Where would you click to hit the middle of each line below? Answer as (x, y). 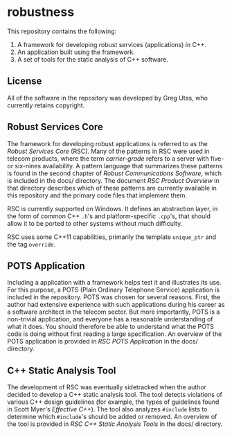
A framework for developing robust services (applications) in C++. (112, 44)
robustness (41, 12)
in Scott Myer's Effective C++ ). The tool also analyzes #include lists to (107, 409)
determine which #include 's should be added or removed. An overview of (112, 417)
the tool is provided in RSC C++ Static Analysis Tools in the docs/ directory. (115, 424)
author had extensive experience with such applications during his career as (116, 305)
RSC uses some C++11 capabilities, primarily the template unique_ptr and (112, 237)
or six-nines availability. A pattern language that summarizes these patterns (115, 166)
